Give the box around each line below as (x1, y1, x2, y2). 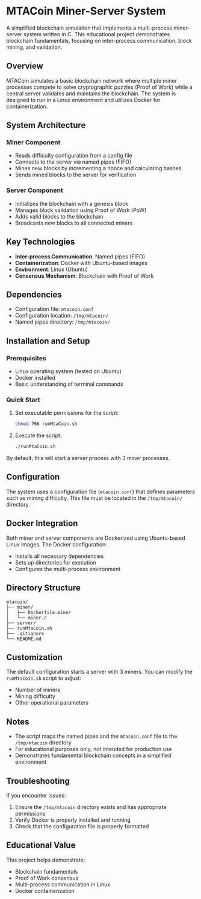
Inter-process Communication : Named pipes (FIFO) (14, 252, 146, 260)
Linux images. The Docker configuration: (6, 540, 107, 548)
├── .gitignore (6, 630, 45, 636)
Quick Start (6, 395, 40, 404)
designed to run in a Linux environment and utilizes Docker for (6, 96, 161, 103)
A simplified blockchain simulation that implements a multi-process (6, 24, 173, 31)
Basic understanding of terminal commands (14, 380, 123, 388)
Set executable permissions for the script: (14, 409, 119, 417)
